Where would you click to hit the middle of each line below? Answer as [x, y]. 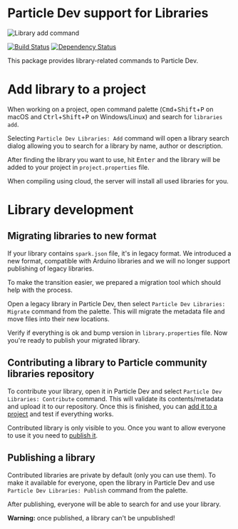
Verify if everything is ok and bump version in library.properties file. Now [118, 333]
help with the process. [40, 290]
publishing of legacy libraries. [51, 268]
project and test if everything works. [61, 414]
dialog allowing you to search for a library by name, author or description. [115, 146]
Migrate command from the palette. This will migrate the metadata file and [116, 311]
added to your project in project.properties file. [78, 167]
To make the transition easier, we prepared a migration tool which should [114, 282]
